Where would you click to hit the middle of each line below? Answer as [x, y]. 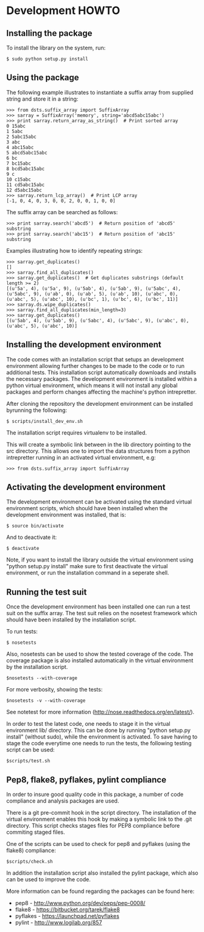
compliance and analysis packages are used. [63, 801]
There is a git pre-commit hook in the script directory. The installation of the [101, 813]
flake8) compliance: [31, 851]
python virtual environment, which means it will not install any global [92, 385]
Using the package [43, 78]
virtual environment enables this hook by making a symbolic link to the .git [99, 819]
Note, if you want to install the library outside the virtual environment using [100, 560]
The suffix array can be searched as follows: [62, 212]
